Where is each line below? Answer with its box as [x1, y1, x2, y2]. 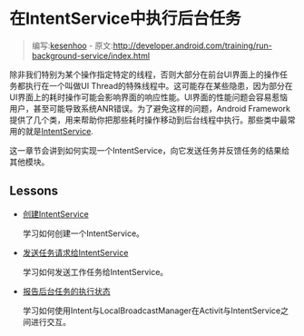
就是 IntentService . [25, 125, 93, 136]
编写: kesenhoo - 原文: [31, 40, 113, 51]
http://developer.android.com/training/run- [113, 40, 272, 51]
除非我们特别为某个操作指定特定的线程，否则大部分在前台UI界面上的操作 [9, 69, 280, 80]
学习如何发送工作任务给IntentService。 [22, 266, 169, 277]
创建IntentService [22, 208, 89, 219]
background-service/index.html [31, 50, 151, 61]
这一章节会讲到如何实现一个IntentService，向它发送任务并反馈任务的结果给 [9, 144, 290, 155]
